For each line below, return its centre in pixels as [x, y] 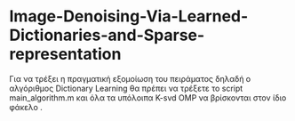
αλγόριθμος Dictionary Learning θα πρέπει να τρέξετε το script [126, 88]
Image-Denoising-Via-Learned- [129, 16]
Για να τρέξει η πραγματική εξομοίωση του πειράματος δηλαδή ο [130, 78]
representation [65, 54]
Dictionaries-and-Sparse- [107, 35]
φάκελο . [26, 107]
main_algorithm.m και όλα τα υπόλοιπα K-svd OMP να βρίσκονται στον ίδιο [148, 97]
